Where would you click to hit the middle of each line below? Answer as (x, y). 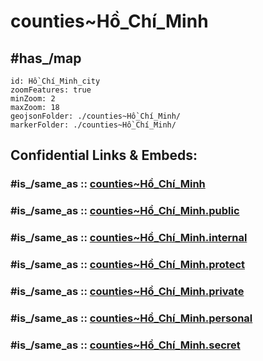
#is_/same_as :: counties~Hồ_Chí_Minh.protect (128, 265)
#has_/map (46, 58)
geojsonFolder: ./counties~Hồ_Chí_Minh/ (96, 116)
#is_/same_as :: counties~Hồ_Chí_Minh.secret (125, 345)
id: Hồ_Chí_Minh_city (55, 81)
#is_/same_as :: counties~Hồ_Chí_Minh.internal (129, 238)
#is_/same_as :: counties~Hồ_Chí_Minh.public (125, 211)
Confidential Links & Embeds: (104, 155)
